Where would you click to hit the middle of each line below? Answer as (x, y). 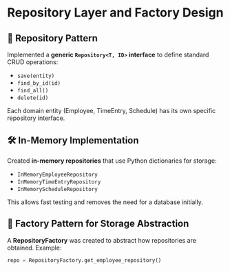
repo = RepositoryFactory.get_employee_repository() (84, 260)
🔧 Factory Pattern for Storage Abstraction (98, 224)
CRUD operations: (33, 62)
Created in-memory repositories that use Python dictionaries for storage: (112, 161)
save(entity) (36, 76)
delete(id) (33, 98)
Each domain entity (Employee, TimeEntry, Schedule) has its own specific (112, 111)
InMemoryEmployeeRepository (57, 174)
